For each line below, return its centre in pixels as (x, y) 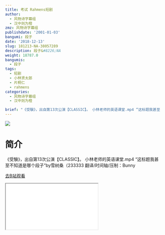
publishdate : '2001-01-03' (33, 32)
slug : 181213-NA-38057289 (31, 46)
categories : (17, 92)
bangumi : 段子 (19, 37)
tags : (11, 69)
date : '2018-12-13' (25, 42)
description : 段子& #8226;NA (33, 51)
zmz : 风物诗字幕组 (22, 28)
